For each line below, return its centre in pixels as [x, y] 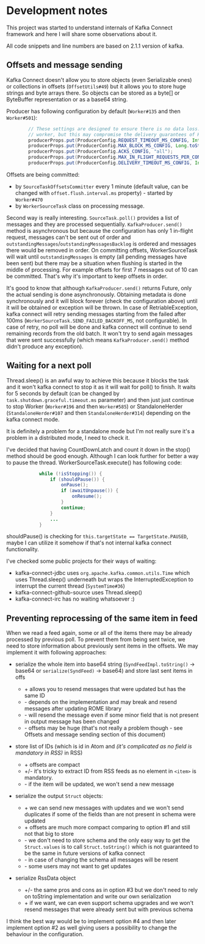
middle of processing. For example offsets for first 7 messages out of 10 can [102, 269]
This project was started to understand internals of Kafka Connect [89, 27]
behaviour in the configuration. [45, 934]
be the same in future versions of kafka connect [85, 854]
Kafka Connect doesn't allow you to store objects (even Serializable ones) [99, 79]
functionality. [23, 549]
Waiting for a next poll [49, 366]
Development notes [57, 11]
